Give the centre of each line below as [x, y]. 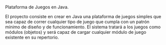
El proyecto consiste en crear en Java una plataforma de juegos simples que [83, 16]
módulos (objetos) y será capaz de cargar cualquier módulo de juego [76, 32]
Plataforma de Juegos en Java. [37, 7]
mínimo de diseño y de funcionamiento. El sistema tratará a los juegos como [83, 27]
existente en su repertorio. [32, 37]
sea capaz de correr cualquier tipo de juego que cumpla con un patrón [77, 22]
